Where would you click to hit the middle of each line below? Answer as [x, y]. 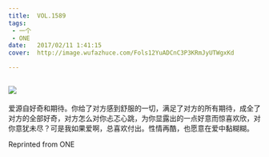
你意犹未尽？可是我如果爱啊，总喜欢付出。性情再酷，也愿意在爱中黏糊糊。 [131, 128]
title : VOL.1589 [37, 16]
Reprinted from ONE [42, 144]
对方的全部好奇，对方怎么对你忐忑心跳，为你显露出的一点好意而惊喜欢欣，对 [134, 118]
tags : [17, 23]
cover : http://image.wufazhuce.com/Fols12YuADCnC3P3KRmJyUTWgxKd [121, 53]
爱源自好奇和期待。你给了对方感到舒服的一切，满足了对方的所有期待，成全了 [134, 108]
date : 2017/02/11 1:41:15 [55, 46]
